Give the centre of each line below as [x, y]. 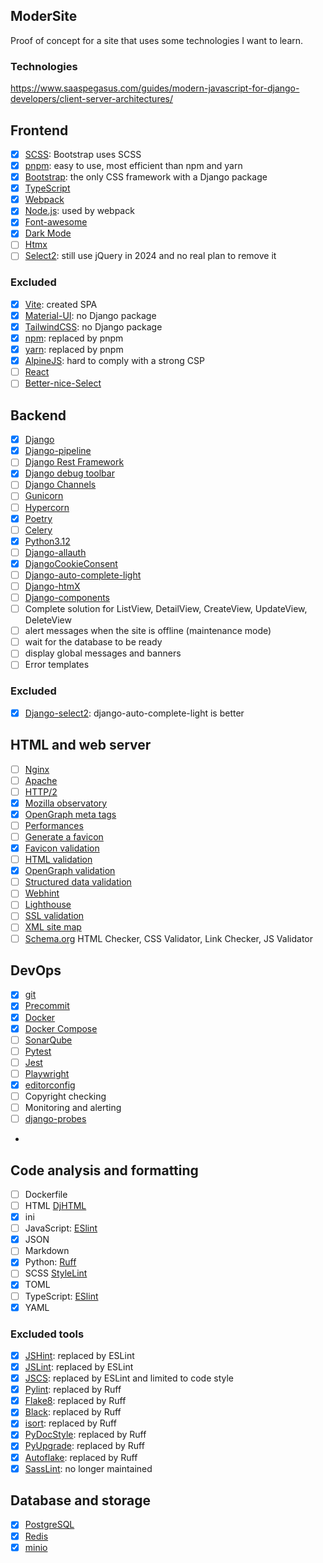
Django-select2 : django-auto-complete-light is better [134, 713]
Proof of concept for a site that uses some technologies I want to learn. [157, 40]
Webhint [42, 893]
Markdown [47, 1251]
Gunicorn [44, 496]
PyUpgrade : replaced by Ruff [84, 1446]
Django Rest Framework [74, 462]
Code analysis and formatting [104, 1170]
